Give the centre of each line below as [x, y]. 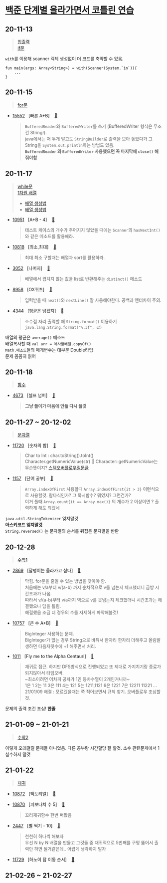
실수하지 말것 [18, 754]
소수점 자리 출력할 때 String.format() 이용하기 [71, 321]
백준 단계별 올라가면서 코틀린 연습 [70, 10]
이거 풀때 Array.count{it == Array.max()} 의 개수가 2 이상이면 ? [89, 502]
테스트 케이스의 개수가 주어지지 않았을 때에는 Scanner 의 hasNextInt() [92, 230]
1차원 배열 [27, 192]
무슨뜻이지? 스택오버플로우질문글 [57, 468]
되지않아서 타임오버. [44, 673]
